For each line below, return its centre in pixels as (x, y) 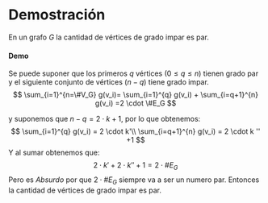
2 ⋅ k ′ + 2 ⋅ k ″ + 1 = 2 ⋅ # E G (136, 166)
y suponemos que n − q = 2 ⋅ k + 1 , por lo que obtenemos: (105, 119)
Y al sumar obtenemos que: (54, 153)
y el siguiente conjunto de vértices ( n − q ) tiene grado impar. (109, 82)
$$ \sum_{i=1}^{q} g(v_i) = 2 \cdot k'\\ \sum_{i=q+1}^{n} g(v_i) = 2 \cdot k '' (136, 131)
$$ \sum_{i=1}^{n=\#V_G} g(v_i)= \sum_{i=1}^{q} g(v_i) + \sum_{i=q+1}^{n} (136, 95)
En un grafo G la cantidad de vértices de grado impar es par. (109, 37)
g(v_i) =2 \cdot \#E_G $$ (136, 103)
